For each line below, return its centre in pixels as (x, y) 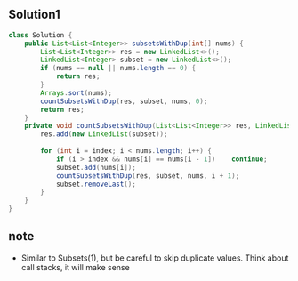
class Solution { (40, 35)
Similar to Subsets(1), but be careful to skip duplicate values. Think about (155, 258)
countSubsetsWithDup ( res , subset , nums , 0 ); (124, 101)
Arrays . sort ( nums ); (77, 92)
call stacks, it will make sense (75, 267)
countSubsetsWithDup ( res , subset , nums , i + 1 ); (148, 176)
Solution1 (34, 15)
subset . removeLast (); (96, 184)
